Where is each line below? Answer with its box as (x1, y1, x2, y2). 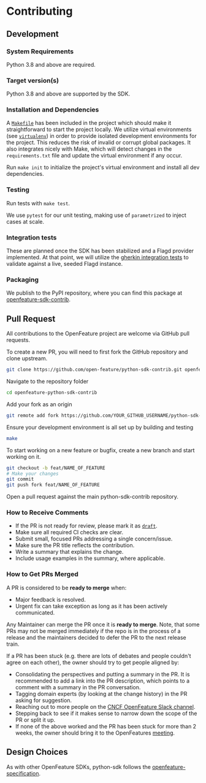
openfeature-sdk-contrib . (6, 296, 71, 303)
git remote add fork (6, 412, 59, 418)
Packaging (6, 275, 39, 284)
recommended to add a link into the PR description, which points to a (15, 677, 190, 684)
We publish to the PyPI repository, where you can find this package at (6, 289, 183, 297)
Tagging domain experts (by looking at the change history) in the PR (15, 690, 188, 697)
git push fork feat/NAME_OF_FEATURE (6, 482, 100, 488)
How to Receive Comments (6, 509, 89, 517)
